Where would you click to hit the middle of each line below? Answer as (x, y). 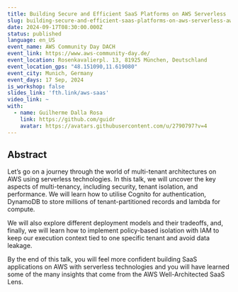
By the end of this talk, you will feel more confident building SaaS (102, 259)
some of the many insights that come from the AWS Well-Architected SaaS (116, 274)
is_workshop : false (36, 86)
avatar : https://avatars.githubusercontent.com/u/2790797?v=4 (114, 126)
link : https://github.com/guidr (68, 119)
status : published (34, 34)
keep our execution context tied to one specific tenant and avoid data (109, 238)
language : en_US (31, 40)
